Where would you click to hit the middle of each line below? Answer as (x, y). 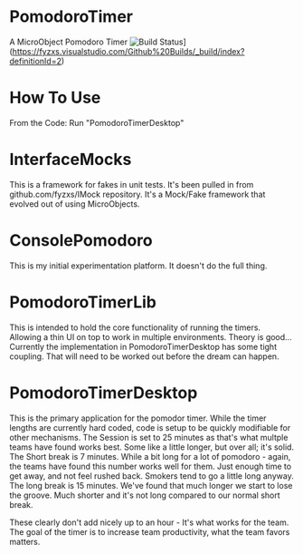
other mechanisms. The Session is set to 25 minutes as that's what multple (149, 437)
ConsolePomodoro (81, 240)
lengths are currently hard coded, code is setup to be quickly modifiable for (150, 427)
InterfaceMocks (71, 160)
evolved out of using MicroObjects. (75, 204)
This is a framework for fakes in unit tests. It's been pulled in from (132, 184)
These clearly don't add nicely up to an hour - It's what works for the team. (149, 522)
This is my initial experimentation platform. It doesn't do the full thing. (138, 266)
